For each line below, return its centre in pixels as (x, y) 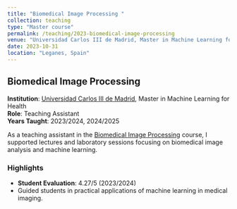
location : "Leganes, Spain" (49, 53)
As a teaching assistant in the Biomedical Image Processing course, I (108, 134)
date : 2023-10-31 (33, 46)
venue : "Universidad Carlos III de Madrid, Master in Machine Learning (115, 40)
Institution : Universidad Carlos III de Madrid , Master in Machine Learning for (119, 99)
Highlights (25, 167)
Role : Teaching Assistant (43, 113)
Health (17, 106)
